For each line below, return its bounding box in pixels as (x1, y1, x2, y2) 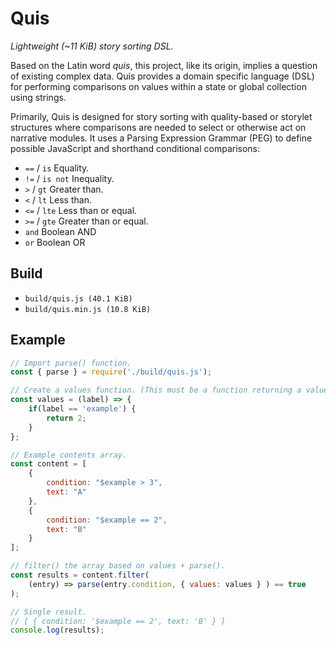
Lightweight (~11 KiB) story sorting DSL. (10, 40, 174, 52)
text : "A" (46, 487, 87, 497)
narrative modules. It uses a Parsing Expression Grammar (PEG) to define (10, 132, 313, 144)
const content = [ (10, 459, 87, 469)
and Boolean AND (24, 225, 97, 237)
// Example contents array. (10, 450, 128, 460)
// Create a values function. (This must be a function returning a (10, 385, 302, 396)
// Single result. (10, 607, 87, 617)
